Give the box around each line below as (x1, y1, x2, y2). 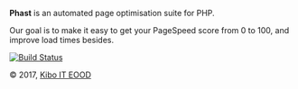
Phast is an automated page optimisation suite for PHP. (9, 8, 215, 18)
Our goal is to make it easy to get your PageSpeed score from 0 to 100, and (9, 25, 290, 35)
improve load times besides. (9, 35, 115, 45)
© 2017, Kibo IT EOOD (9, 69, 92, 80)
